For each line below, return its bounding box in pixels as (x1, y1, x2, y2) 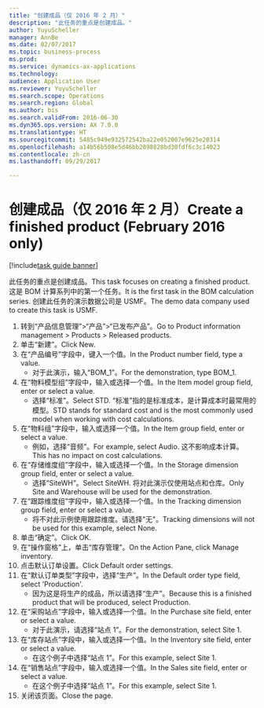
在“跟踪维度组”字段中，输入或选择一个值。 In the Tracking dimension (20, 497, 242, 506)
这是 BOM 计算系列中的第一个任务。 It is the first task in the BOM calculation (9, 287, 255, 296)
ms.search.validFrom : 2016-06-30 (9, 114, 119, 122)
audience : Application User (9, 77, 101, 85)
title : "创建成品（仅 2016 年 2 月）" (9, 11, 125, 20)
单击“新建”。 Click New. (20, 339, 96, 350)
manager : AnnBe (9, 33, 59, 42)
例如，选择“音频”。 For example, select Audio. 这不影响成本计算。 (31, 442, 244, 452)
